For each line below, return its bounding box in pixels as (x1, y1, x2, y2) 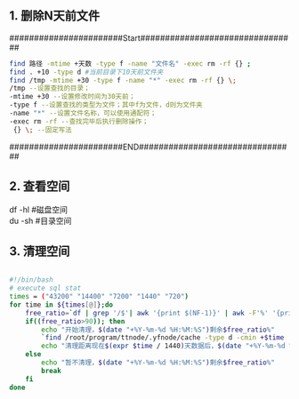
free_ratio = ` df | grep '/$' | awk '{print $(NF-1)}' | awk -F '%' (25, 308, 269, 317)
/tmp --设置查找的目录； (9, 84, 91, 93)
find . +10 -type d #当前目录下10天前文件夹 (9, 68, 164, 76)
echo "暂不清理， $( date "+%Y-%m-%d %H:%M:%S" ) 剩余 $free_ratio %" (41, 358, 276, 367)
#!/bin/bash (9, 275, 53, 284)
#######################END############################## (9, 141, 287, 152)
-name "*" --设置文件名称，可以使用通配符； (9, 109, 158, 118)
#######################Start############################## (9, 32, 289, 43)
